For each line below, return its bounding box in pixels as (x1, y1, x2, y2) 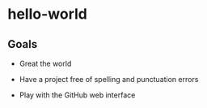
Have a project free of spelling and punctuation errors (19, 75, 199, 84)
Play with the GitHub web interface (19, 90, 136, 100)
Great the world (19, 58, 72, 68)
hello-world (7, 5, 88, 24)
